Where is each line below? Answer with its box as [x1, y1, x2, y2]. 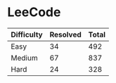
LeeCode [7, 4, 61, 20]
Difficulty [11, 30, 44, 39]
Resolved [49, 30, 82, 39]
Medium [11, 53, 38, 63]
